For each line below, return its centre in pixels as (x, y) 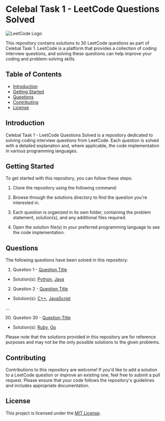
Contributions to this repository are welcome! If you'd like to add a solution (82, 370)
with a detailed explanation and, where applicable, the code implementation (82, 145)
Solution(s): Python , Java (38, 279)
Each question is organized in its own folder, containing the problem (82, 212)
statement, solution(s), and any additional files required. (69, 218)
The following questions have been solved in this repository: (67, 260)
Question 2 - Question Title (40, 289)
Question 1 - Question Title (40, 270)
